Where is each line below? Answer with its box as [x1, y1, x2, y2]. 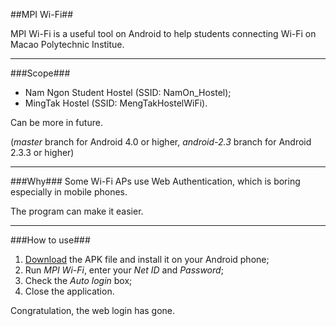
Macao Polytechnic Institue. [10, 39, 125, 50]
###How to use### [10, 234, 91, 246]
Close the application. [24, 285, 115, 297]
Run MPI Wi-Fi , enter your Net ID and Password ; [24, 264, 224, 276]
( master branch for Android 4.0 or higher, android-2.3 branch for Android [10, 136, 312, 148]
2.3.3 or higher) [10, 147, 75, 158]
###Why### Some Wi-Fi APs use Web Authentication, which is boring [10, 175, 301, 187]
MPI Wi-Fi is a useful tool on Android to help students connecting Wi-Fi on [10, 28, 317, 39]
